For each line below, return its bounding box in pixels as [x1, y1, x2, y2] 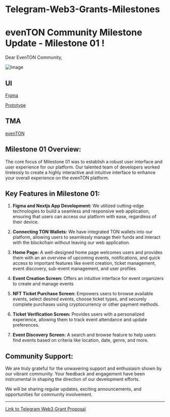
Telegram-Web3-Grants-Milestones [5, 4, 160, 15]
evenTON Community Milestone [5, 27, 143, 39]
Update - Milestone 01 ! [5, 38, 105, 49]
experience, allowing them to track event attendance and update [12, 317, 148, 323]
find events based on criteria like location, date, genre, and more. [12, 337, 149, 343]
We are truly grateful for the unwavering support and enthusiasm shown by [5, 365, 162, 371]
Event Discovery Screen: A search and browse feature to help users [12, 332, 156, 338]
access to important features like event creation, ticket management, [12, 260, 156, 266]
